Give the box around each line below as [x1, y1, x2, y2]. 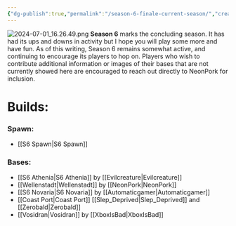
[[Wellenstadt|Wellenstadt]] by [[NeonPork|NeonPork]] [17, 180, 177, 190]
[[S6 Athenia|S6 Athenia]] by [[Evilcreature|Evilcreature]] [17, 173, 183, 182]
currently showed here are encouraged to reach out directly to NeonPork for [7, 67, 228, 75]
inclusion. [7, 74, 35, 83]
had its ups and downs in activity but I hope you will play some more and [7, 36, 218, 46]
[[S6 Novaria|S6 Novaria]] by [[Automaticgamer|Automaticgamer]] [17, 188, 211, 197]
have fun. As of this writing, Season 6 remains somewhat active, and [7, 44, 206, 53]
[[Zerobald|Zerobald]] [17, 203, 81, 211]
